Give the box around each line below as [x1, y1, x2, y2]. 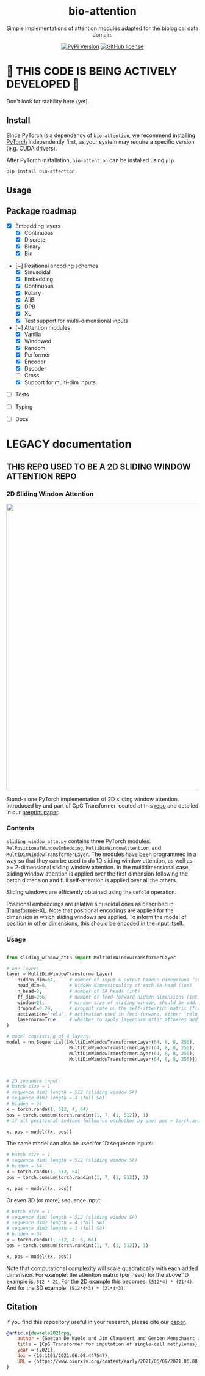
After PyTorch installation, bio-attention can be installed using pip [6, 156, 174, 163]
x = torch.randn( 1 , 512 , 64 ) [6, 1169, 81, 1175]
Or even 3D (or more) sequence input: [6, 1196, 102, 1203]
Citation [6, 1302, 38, 1312]
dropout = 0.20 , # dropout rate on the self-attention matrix [17, 1005, 187, 1011]
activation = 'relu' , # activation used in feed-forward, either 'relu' [17, 1011, 201, 1017]
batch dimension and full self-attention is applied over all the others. [6, 877, 178, 884]
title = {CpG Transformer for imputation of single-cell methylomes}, [17, 1341, 201, 1347]
